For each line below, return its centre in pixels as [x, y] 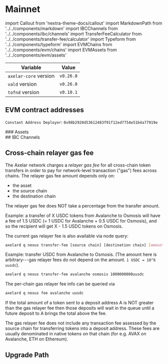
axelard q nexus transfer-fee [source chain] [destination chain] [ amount [85, 245]
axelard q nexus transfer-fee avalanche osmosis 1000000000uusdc [74, 274]
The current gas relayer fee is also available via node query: [67, 236]
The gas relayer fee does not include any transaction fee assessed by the [81, 323]
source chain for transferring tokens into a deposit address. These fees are [82, 328]
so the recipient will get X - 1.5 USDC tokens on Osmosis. [64, 226]
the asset [22, 185]
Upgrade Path [27, 355]
